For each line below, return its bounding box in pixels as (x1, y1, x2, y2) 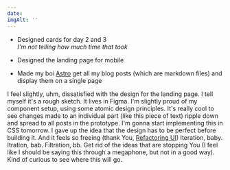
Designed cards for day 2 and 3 (16, 35, 107, 43)
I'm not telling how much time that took (16, 42, 128, 51)
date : (7, 10, 23, 17)
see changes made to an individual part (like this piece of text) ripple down (7, 111, 218, 120)
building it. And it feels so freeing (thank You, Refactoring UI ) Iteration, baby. (7, 133, 223, 141)
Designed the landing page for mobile (16, 56, 124, 64)
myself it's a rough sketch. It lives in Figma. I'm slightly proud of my (7, 97, 198, 105)
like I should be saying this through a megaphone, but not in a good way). (7, 148, 215, 156)
